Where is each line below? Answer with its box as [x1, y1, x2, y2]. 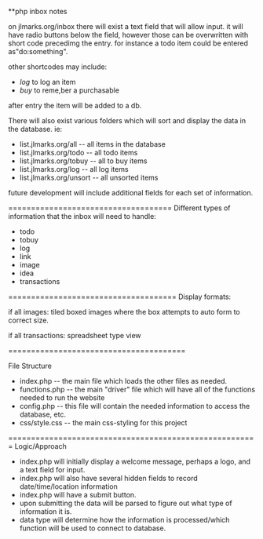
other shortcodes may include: [8, 62, 108, 71]
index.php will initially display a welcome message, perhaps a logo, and [19, 457, 251, 466]
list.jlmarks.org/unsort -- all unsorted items [19, 173, 159, 182]
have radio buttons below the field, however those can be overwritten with [8, 31, 249, 39]
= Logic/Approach [8, 442, 67, 450]
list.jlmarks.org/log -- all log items [19, 165, 129, 173]
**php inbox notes [8, 7, 68, 16]
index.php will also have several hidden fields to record [19, 474, 198, 483]
